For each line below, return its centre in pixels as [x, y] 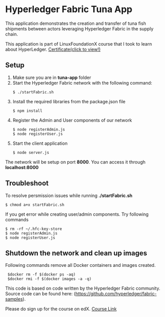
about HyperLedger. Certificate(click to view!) [53, 49]
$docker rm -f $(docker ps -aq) [42, 274]
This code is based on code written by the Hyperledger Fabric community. [83, 288]
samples [14, 299]
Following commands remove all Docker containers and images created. [80, 265]
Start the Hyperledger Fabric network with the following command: [82, 83]
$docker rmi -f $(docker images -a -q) [50, 279]
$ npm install [27, 111]
